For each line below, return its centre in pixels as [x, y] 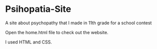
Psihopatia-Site [38, 9]
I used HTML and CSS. [29, 42]
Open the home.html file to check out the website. [57, 32]
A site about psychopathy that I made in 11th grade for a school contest [78, 23]
